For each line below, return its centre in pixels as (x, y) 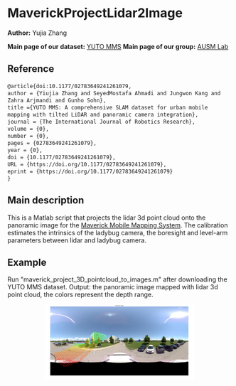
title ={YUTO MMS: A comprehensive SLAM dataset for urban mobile (108, 107)
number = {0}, (28, 136)
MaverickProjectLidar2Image (95, 13)
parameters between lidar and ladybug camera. (77, 240)
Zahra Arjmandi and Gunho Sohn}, (57, 100)
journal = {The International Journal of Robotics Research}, (101, 122)
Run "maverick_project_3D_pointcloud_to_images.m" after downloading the (117, 279)
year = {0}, (25, 150)
